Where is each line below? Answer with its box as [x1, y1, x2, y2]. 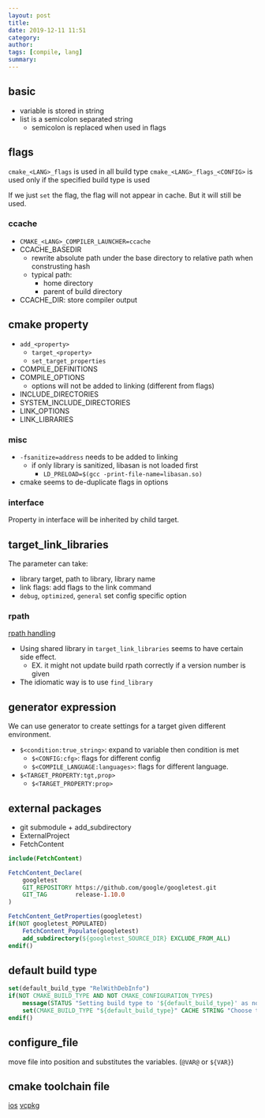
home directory [43, 278, 93, 288]
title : [8, 19, 30, 27]
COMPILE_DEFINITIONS [19, 364, 99, 374]
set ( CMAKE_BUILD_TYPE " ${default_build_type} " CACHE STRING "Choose [22, 1007, 252, 1014]
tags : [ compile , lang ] [8, 48, 83, 56]
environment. [8, 730, 51, 740]
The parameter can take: [8, 559, 88, 569]
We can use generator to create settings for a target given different [8, 721, 226, 731]
